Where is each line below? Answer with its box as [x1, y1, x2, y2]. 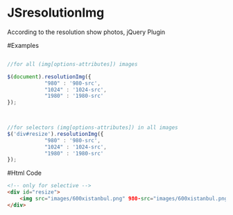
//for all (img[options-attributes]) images [7, 60, 138, 67]
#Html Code [7, 169, 42, 178]
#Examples [7, 41, 40, 49]
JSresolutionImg [7, 5, 105, 21]
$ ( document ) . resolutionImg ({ [7, 73, 92, 80]
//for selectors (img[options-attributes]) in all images [7, 124, 178, 131]
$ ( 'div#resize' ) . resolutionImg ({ [7, 130, 104, 137]
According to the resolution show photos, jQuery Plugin [7, 28, 166, 36]
